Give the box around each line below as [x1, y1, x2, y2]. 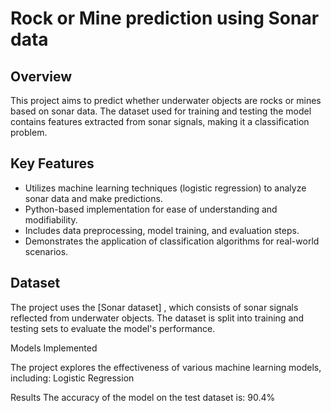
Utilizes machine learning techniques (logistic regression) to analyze [24, 182, 307, 194]
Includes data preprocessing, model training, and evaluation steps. [24, 224, 300, 236]
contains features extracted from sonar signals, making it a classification [10, 116, 310, 127]
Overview [10, 68, 73, 85]
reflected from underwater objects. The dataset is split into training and [10, 312, 305, 324]
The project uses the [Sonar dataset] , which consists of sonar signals [10, 301, 299, 313]
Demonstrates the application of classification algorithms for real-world [24, 235, 320, 247]
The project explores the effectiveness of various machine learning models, [10, 361, 322, 373]
